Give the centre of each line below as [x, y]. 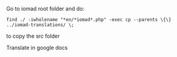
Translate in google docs [37, 48]
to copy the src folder [33, 36]
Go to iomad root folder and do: [45, 9]
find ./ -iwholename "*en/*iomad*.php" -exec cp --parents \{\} [89, 20]
